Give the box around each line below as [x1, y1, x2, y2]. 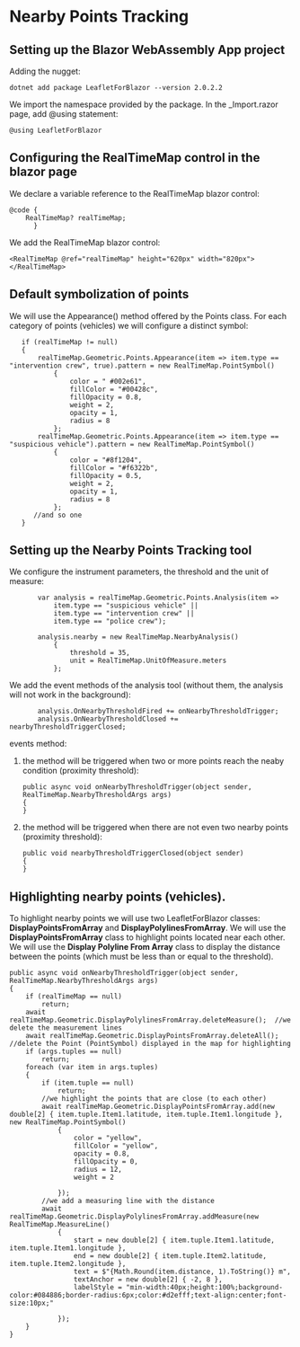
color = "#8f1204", [69, 456, 143, 465]
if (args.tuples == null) [25, 1047, 123, 1057]
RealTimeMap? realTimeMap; [25, 213, 127, 222]
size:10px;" [9, 1298, 54, 1308]
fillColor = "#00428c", [69, 385, 159, 394]
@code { [9, 205, 39, 215]
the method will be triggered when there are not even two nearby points [22, 822, 289, 833]
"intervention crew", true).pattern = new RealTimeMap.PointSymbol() [9, 361, 276, 370]
